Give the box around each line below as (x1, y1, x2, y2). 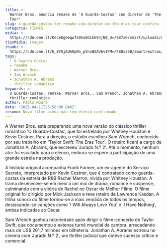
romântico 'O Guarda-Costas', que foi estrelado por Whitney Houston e (5, 128, 151, 134)
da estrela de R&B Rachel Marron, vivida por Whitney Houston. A (19, 175, 153, 181)
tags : (5, 53, 16, 59)
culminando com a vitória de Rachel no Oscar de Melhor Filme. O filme (5, 186, 150, 192)
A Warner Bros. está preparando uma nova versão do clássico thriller (5, 123, 147, 129)
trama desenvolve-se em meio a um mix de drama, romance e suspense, (5, 180, 155, 186)
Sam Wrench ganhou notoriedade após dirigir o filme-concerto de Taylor (5, 217, 154, 223)
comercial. (5, 238, 27, 244)
